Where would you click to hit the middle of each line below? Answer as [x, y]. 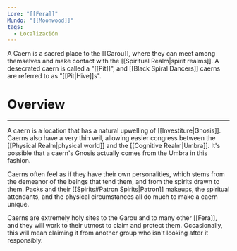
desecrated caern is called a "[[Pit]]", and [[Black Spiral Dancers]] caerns [114, 68]
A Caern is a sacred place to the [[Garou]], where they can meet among [111, 54]
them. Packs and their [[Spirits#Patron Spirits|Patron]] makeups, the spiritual [119, 189]
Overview [36, 105]
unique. [18, 204]
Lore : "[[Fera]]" [33, 14]
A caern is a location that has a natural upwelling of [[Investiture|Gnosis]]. [114, 130]
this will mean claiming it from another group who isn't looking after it [108, 233]
